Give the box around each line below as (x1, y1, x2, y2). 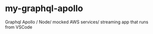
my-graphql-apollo (5, 3, 83, 14)
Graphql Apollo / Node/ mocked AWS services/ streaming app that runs (5, 19, 149, 25)
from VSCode (5, 24, 33, 30)
